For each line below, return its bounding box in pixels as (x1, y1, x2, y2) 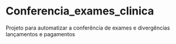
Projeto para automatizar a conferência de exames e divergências (5, 24, 171, 31)
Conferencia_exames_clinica (5, 4, 154, 18)
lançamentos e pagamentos (5, 30, 75, 37)
